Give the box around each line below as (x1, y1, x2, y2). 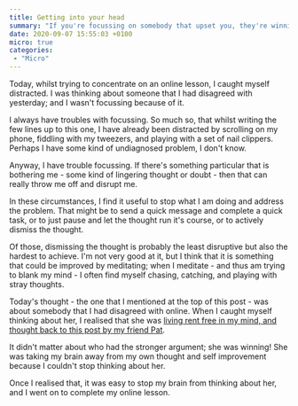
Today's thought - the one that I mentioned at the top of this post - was (9, 296, 269, 307)
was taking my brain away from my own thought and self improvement (9, 351, 267, 362)
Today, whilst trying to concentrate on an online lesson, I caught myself (9, 79, 271, 89)
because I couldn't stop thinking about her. (9, 361, 166, 371)
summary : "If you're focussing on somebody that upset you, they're (9, 21, 268, 30)
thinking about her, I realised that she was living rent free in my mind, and (9, 316, 278, 325)
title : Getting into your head (9, 12, 125, 22)
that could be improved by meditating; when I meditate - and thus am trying (9, 261, 286, 270)
